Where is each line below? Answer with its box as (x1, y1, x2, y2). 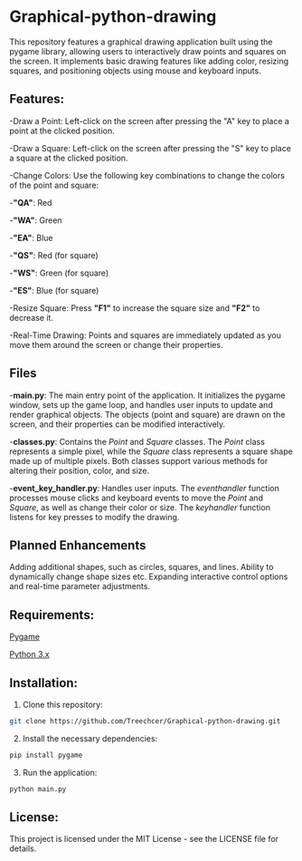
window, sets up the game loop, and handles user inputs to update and (9, 399, 273, 410)
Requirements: (9, 607, 95, 623)
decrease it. (9, 312, 54, 323)
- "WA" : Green (9, 215, 62, 226)
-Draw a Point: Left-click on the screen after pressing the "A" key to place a (9, 115, 289, 126)
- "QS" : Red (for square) (9, 249, 99, 260)
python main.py (9, 784, 67, 794)
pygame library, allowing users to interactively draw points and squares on (9, 45, 287, 56)
